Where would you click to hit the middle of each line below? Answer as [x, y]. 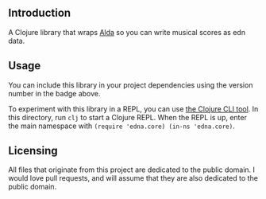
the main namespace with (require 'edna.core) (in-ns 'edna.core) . [122, 126]
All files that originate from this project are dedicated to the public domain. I [132, 170]
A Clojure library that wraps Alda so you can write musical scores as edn [127, 32]
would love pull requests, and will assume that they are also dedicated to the [133, 178]
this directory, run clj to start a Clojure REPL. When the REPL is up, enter [128, 117]
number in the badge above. [54, 93]
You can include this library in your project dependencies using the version [131, 85]
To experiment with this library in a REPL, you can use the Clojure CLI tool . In [133, 109]
